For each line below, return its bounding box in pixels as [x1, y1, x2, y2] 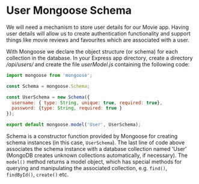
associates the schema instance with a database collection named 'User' [6, 146, 188, 153]
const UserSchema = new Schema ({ [6, 94, 90, 100]
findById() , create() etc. [6, 171, 69, 178]
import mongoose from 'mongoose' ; [6, 72, 93, 78]
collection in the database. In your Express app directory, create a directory [6, 54, 194, 61]
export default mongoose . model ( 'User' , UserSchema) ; [6, 121, 141, 128]
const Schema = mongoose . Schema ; [6, 83, 90, 89]
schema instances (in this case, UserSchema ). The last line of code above [6, 139, 185, 146]
